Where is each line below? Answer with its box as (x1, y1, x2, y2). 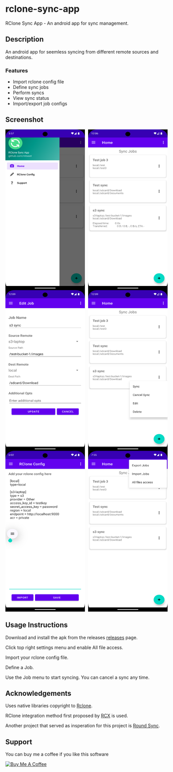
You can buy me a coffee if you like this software (5, 751, 109, 758)
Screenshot (5, 115, 44, 124)
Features (5, 67, 28, 74)
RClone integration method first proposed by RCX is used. (5, 713, 128, 719)
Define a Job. (5, 664, 34, 670)
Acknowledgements (5, 689, 72, 698)
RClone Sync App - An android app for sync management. (5, 20, 129, 26)
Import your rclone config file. (5, 654, 68, 660)
